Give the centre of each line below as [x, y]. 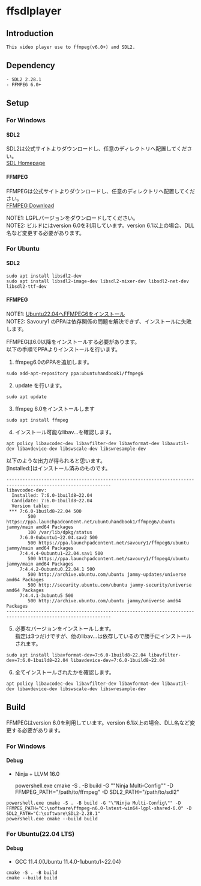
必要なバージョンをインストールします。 [64, 628]
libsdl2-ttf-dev [26, 286]
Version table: [31, 506]
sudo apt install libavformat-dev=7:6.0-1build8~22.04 [76, 655]
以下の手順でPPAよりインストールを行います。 [64, 349]
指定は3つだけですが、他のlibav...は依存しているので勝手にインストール [103, 636]
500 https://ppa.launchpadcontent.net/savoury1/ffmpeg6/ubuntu [108, 543]
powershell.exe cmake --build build [52, 819]
